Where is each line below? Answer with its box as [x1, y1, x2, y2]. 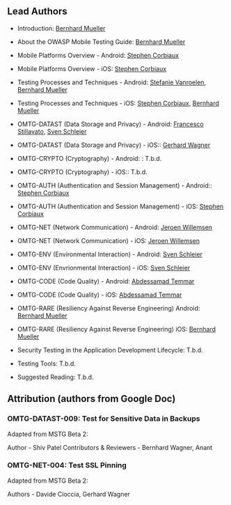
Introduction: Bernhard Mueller [17, 24, 106, 32]
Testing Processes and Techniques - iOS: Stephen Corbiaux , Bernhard [17, 99, 219, 107]
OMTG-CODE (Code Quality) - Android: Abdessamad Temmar [17, 277, 195, 285]
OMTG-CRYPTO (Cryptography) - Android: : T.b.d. [17, 154, 162, 162]
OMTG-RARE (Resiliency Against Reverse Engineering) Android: [17, 304, 200, 312]
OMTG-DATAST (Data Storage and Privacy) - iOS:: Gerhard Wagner [17, 141, 211, 149]
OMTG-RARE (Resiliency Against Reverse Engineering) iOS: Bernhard [17, 325, 216, 333]
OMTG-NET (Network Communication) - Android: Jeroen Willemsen [17, 223, 213, 231]
